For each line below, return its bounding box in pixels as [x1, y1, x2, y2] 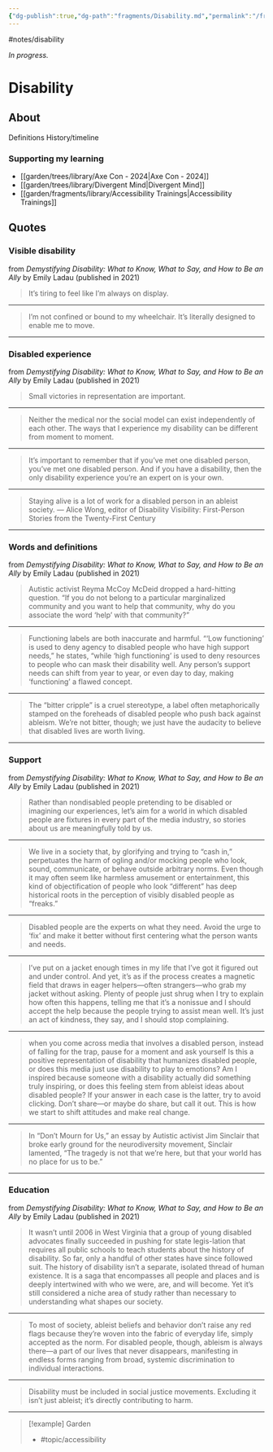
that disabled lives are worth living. [28, 726, 145, 736]
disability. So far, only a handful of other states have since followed [28, 1253, 253, 1263]
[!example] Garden [28, 1419, 91, 1428]
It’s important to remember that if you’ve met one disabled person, [28, 455, 250, 465]
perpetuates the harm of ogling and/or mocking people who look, [28, 855, 248, 865]
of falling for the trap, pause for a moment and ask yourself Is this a [28, 1046, 254, 1056]
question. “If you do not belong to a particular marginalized [28, 593, 226, 603]
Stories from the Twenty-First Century [28, 513, 156, 523]
